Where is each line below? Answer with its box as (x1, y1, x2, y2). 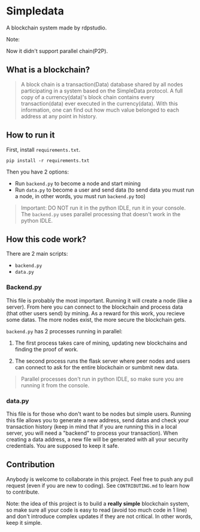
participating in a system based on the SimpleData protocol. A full (20, 87, 183, 94)
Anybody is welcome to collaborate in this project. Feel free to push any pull (6, 476, 193, 483)
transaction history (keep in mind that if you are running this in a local (6, 423, 177, 430)
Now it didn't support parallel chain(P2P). (6, 47, 108, 55)
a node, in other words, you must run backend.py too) (14, 192, 146, 199)
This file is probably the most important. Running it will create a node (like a (6, 297, 192, 304)
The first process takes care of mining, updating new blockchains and (14, 339, 187, 346)
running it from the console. (20, 381, 90, 388)
